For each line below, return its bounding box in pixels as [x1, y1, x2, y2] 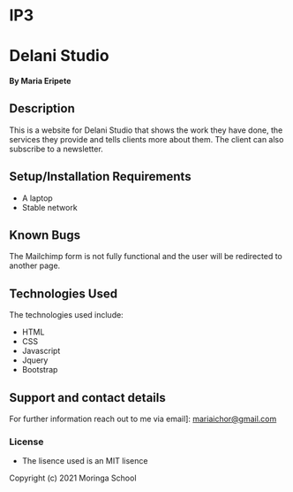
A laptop [21, 192, 53, 204]
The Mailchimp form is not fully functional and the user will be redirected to [9, 251, 282, 262]
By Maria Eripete [9, 75, 71, 86]
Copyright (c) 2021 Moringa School [9, 473, 137, 483]
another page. [9, 260, 61, 271]
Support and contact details [9, 390, 166, 405]
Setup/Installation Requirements [9, 169, 192, 184]
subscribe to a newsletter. [9, 143, 103, 154]
